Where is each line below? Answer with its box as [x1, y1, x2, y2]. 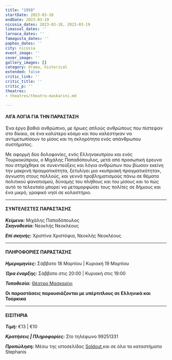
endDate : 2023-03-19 [5, 17, 50, 22]
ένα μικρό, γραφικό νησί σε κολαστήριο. [5, 189, 92, 195]
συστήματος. [5, 141, 33, 147]
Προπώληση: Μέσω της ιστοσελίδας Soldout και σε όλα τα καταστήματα [5, 344, 162, 350]
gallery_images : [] [5, 60, 47, 65]
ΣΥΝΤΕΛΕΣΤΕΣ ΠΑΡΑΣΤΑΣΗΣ [5, 206, 72, 212]
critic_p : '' [5, 83, 33, 89]
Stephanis [5, 349, 27, 355]
